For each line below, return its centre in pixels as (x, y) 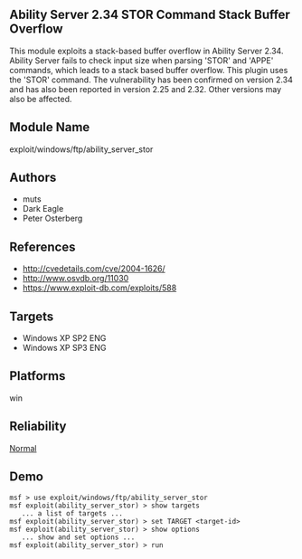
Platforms (38, 376)
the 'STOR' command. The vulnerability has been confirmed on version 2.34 (151, 80)
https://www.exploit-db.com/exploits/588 (99, 288)
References (42, 246)
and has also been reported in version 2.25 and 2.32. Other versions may (146, 89)
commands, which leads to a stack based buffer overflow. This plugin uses (149, 70)
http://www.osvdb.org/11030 (75, 279)
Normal (23, 448)
